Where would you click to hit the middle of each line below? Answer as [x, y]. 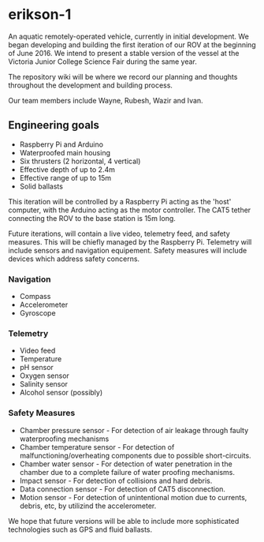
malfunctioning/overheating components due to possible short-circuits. [135, 455]
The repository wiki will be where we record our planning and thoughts [123, 77]
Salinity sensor [44, 384]
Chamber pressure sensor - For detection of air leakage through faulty [134, 430]
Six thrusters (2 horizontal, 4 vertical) [80, 161]
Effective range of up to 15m [65, 178]
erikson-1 [40, 15]
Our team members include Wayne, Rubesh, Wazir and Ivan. [106, 100]
